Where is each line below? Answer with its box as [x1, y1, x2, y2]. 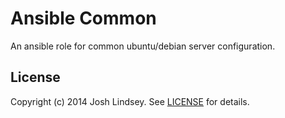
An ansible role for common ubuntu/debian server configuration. [10, 40, 276, 52]
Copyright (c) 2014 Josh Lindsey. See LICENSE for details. [10, 95, 250, 107]
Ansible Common [10, 7, 157, 30]
